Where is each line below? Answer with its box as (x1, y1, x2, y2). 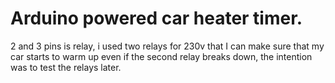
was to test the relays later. (10, 61, 122, 73)
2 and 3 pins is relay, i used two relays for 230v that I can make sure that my (10, 40, 325, 52)
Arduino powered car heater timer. (10, 7, 303, 30)
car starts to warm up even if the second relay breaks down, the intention (10, 50, 313, 62)
